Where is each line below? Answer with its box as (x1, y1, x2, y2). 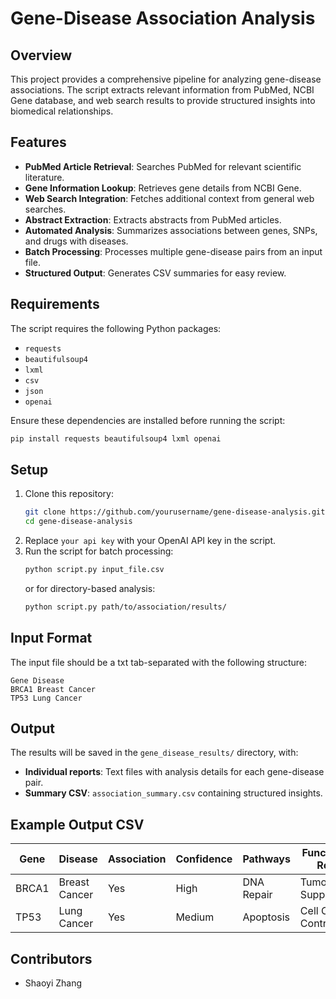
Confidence (175, 852, 233, 866)
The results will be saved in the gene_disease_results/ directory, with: (10, 747, 299, 759)
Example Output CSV (10, 816, 145, 833)
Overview (10, 47, 73, 64)
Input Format (10, 630, 93, 647)
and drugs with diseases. (24, 235, 129, 247)
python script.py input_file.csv (24, 565, 165, 575)
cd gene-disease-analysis (24, 517, 133, 527)
